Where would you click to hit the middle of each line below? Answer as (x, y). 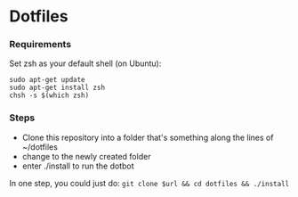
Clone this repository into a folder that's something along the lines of (148, 137)
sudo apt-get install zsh (57, 88)
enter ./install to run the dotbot (78, 166)
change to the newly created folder (86, 156)
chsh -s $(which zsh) (49, 95)
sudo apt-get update (48, 80)
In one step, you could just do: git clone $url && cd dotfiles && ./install (149, 183)
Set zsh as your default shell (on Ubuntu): (85, 63)
